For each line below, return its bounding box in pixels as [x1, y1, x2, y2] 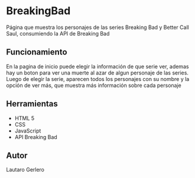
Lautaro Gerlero [6, 166, 45, 173]
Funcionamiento [6, 47, 67, 57]
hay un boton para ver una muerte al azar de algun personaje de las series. [6, 69, 189, 76]
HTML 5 [14, 114, 35, 122]
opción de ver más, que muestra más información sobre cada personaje [6, 82, 181, 89]
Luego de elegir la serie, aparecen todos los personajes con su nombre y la [6, 75, 190, 82]
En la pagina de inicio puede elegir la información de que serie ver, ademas [6, 63, 189, 70]
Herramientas [6, 99, 58, 109]
